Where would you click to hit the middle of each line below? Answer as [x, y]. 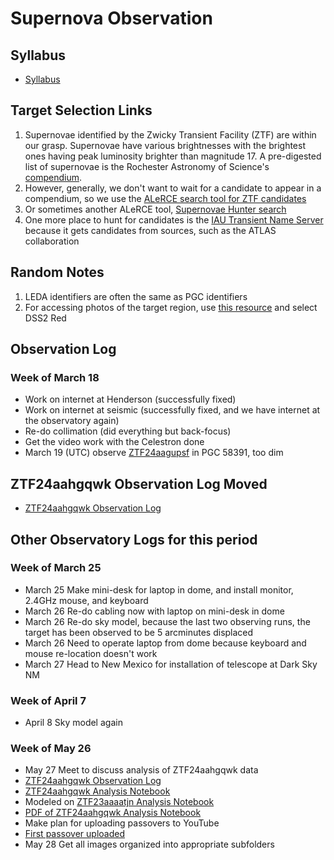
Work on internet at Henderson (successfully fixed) [130, 399]
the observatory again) [72, 421]
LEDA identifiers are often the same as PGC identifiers [136, 296]
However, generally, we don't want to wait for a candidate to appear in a [173, 188]
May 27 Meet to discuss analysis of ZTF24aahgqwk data [141, 770]
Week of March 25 [56, 568]
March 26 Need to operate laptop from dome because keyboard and [165, 643]
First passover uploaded [75, 834]
